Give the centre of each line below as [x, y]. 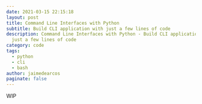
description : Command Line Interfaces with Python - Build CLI [87, 34]
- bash [20, 68]
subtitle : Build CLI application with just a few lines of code [88, 29]
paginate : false [26, 79]
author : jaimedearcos [33, 73]
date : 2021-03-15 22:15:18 [40, 12]
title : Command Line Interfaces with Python [63, 23]
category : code [25, 46]
